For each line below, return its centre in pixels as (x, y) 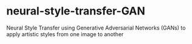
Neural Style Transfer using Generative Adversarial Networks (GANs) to (96, 28)
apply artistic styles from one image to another (65, 34)
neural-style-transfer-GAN (76, 11)
